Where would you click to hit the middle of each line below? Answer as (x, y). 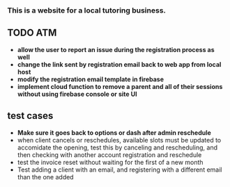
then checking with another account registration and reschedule (109, 154)
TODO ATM (32, 33)
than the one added (46, 177)
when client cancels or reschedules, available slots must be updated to (119, 140)
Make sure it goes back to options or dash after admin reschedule (114, 132)
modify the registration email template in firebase (91, 79)
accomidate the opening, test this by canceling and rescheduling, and (117, 147)
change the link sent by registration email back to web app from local (119, 64)
